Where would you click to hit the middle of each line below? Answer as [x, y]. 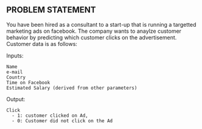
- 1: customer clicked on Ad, [50, 115]
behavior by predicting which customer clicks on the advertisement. [92, 37]
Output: [16, 99]
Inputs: [15, 55]
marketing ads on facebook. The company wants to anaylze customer [94, 31]
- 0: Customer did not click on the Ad [62, 121]
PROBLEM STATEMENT [51, 10]
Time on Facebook [28, 82]
